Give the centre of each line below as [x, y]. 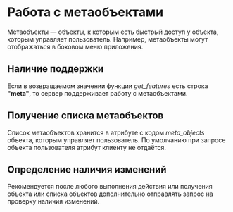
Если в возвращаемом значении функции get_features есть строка [108, 86]
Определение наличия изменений [87, 169]
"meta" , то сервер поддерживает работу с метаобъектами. [97, 93]
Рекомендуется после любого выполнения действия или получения [110, 187]
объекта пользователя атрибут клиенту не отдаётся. [87, 147]
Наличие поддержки [56, 69]
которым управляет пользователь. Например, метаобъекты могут [108, 39]
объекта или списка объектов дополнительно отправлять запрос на [110, 194]
